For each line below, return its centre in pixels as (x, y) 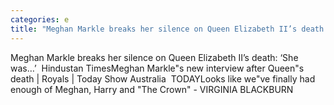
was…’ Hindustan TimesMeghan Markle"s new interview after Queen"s (157, 68)
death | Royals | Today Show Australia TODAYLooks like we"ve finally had (163, 78)
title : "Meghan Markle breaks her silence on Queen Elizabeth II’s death (167, 29)
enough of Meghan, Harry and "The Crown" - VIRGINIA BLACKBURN (152, 89)
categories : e (40, 19)
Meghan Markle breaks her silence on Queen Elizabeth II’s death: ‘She (154, 57)
